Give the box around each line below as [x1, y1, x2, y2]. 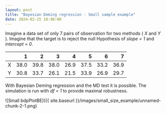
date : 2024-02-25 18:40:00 [5, 17, 62, 22]
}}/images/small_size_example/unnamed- [75, 97, 161, 103]
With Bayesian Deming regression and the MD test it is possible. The [5, 82, 147, 88]
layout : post [5, 7, 33, 13]
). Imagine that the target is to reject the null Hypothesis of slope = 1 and [5, 36, 154, 42]
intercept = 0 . [5, 41, 34, 47]
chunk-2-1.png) [5, 103, 38, 109]
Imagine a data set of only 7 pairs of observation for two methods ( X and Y [5, 31, 161, 37]
